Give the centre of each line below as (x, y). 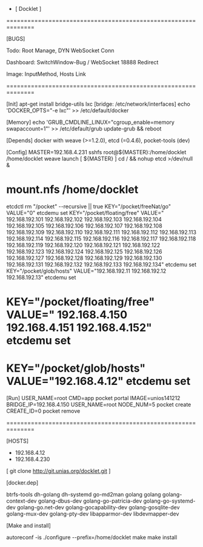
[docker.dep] (22, 483)
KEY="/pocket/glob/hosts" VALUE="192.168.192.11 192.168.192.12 (86, 271)
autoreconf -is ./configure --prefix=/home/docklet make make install (92, 537)
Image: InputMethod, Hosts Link (46, 74)
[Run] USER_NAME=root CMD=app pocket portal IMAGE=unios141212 (93, 398)
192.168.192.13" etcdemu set (41, 277)
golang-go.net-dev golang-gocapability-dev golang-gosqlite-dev (98, 508)
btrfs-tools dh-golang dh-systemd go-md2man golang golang (84, 495)
